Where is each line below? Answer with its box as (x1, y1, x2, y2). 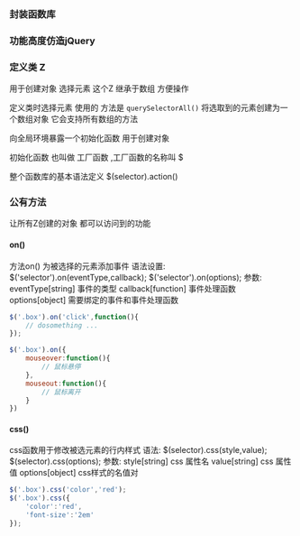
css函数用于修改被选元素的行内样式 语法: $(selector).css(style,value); (9, 445, 268, 456)
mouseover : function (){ (25, 354, 111, 363)
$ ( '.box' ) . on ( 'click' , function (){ (9, 312, 140, 321)
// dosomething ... (25, 320, 99, 330)
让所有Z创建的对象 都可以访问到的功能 (9, 218, 151, 229)
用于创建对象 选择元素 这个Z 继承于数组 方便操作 (9, 83, 189, 94)
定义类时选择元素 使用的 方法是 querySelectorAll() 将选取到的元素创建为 (9, 102, 281, 114)
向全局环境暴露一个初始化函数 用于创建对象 (9, 133, 169, 143)
